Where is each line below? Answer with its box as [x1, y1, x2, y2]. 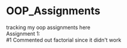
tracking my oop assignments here [6, 24, 90, 31]
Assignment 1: [6, 30, 40, 37]
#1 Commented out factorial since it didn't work [6, 36, 122, 43]
